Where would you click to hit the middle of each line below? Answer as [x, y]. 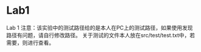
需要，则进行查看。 [30, 42]
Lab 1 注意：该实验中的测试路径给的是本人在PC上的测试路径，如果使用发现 [100, 27]
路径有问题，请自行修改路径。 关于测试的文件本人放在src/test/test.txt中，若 [101, 35]
